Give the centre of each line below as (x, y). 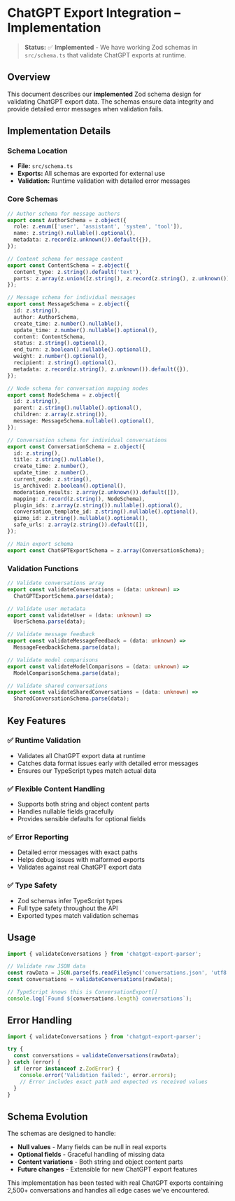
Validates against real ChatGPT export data (79, 867)
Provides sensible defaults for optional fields (81, 819)
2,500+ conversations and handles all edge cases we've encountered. (108, 1190)
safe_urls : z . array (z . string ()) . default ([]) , (81, 525)
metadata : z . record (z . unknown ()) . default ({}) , (83, 240)
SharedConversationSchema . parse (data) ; (72, 699)
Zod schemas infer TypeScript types (70, 900)
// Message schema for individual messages (72, 298)
